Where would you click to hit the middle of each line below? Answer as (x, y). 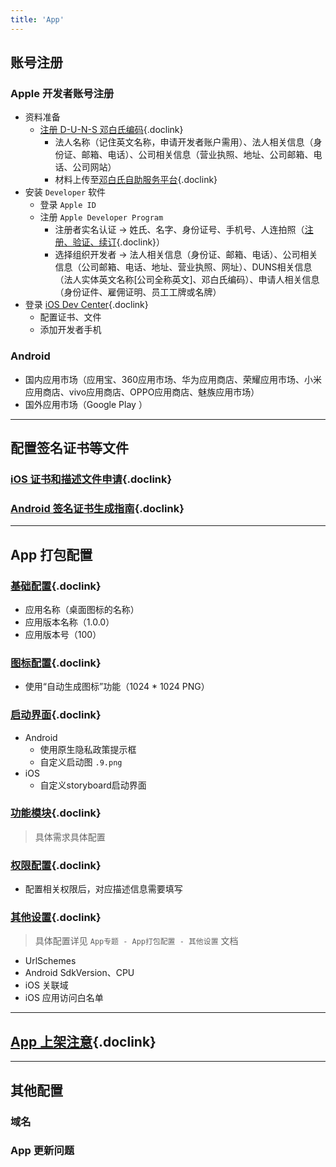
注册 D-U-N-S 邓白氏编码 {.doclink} (111, 130)
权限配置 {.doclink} (56, 865)
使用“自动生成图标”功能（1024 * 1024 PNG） (117, 687)
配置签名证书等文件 (69, 448)
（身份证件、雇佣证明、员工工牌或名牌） (138, 292)
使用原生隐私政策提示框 (88, 749)
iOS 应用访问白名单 (64, 998)
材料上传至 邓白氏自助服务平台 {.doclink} (136, 180)
